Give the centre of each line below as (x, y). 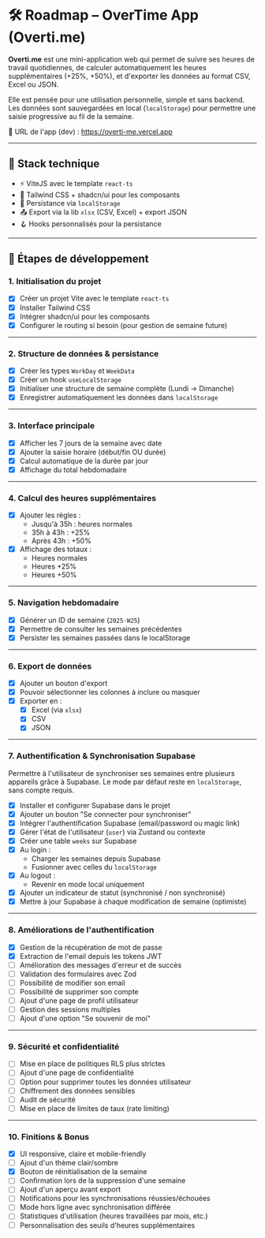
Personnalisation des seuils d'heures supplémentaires (107, 1225)
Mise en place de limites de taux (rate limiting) (94, 1108)
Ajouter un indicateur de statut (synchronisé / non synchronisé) (123, 893)
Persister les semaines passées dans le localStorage (105, 638)
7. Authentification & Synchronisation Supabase (102, 756)
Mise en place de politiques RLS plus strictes (92, 1064)
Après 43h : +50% (62, 541)
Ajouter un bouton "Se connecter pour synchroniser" (105, 814)
